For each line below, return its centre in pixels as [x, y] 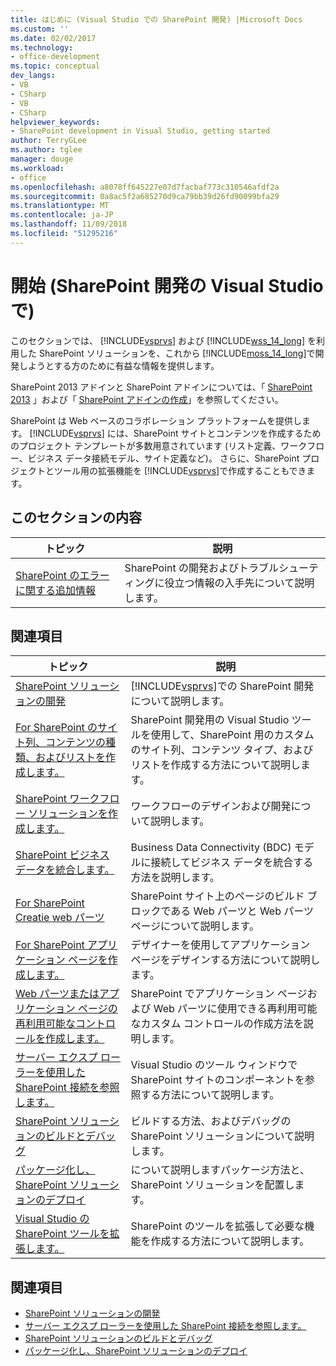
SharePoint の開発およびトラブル [201, 568]
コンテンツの [76, 743]
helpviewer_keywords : [55, 122]
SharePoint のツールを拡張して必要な [217, 1226]
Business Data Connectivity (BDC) [211, 848]
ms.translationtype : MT [60, 206]
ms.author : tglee [46, 150]
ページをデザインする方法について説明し [225, 960]
